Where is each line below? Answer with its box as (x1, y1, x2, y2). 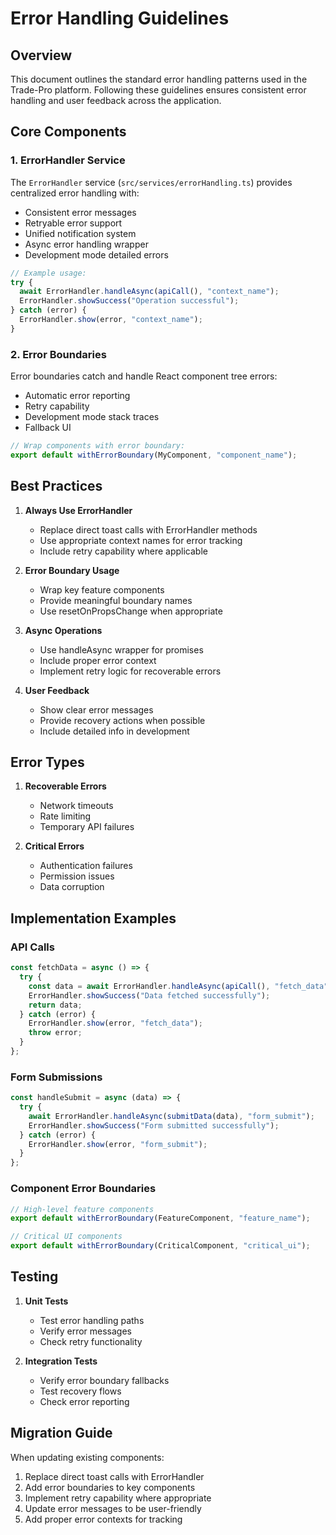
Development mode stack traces (24, 411, 160, 423)
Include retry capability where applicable (39, 545, 208, 557)
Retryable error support (24, 217, 123, 229)
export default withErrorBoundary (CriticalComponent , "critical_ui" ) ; (10, 1241, 311, 1251)
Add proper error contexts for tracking (24, 1513, 183, 1525)
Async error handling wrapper (24, 238, 149, 250)
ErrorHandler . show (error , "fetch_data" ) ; (28, 1018, 203, 1029)
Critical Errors (24, 840, 85, 852)
